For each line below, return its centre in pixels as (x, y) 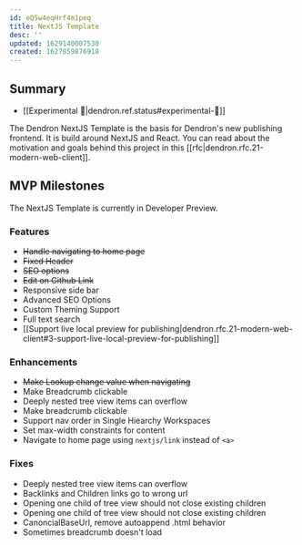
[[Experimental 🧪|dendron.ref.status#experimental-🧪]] (124, 110)
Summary (38, 89)
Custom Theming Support (71, 310)
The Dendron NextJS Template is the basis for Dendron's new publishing (146, 128)
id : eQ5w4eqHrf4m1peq (50, 18)
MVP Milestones (57, 186)
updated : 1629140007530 (55, 43)
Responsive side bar (61, 290)
